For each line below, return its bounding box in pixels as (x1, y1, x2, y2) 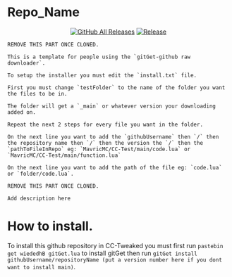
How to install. (7, 219, 93, 234)
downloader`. (7, 59, 46, 67)
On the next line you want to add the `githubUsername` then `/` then (7, 133, 219, 141)
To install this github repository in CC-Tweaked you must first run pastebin (7, 241, 224, 250)
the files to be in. (7, 90, 68, 97)
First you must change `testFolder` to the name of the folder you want (7, 84, 226, 91)
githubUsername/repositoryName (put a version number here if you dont (7, 256, 222, 264)
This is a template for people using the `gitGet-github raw (7, 53, 191, 60)
